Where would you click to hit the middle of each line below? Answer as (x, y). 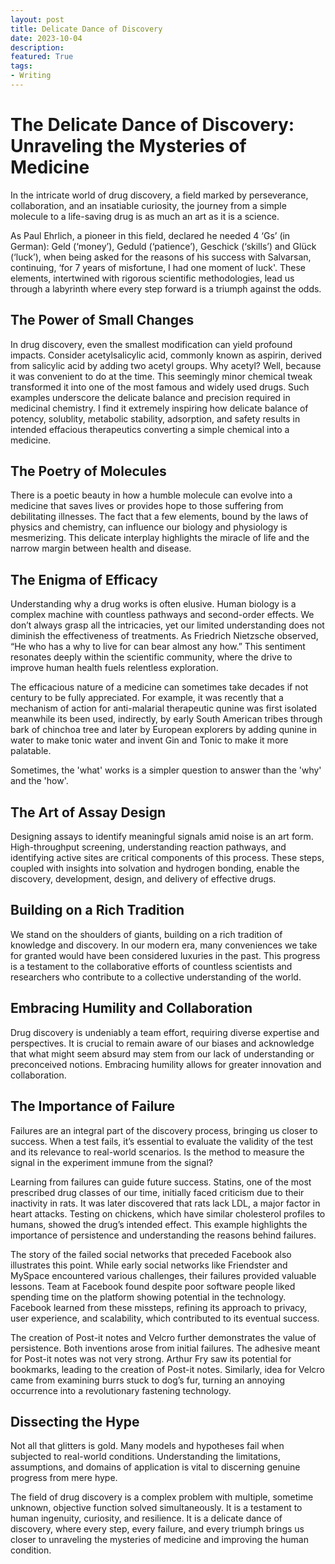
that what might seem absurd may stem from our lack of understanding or (162, 1053)
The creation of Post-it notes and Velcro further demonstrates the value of (163, 1337)
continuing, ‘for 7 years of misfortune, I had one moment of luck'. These (158, 267)
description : (37, 47)
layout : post (37, 19)
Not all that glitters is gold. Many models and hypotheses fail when (147, 1446)
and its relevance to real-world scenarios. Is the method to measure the (157, 1152)
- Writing (31, 76)
